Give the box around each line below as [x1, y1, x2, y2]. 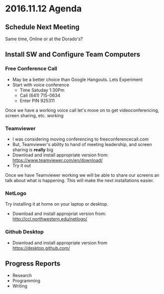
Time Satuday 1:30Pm [19, 87, 65, 93]
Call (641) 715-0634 [19, 92, 61, 98]
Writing [12, 283, 27, 289]
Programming [12, 278, 41, 284]
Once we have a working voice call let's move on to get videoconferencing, [5, 107, 160, 113]
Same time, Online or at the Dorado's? [5, 36, 83, 42]
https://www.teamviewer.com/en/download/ [12, 157, 103, 163]
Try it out [12, 162, 31, 168]
